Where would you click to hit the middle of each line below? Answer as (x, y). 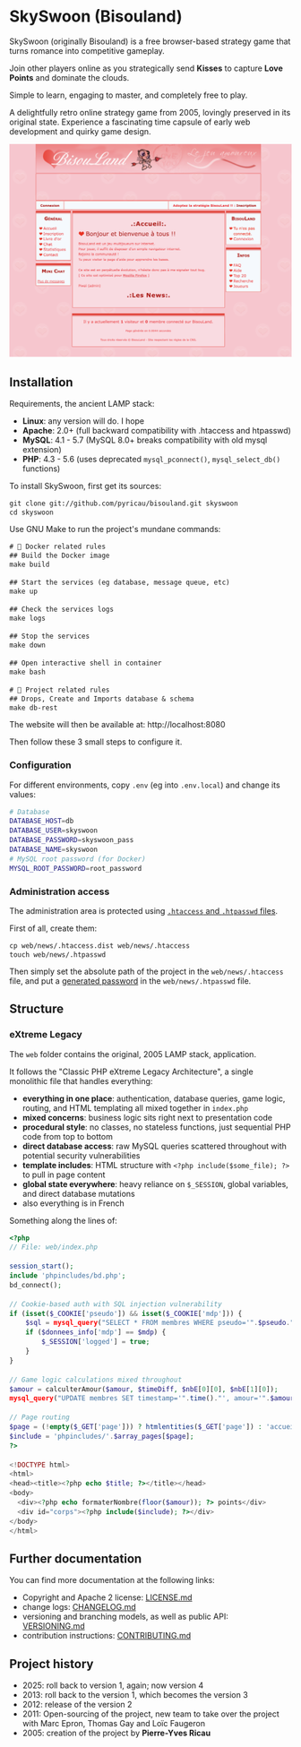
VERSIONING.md (53, 1626)
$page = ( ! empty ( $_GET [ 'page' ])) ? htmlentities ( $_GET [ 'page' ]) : (136, 1427)
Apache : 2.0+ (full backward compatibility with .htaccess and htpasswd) (156, 431)
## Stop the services (50, 637)
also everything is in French (73, 1203)
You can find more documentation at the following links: (112, 1580)
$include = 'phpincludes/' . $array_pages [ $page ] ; (102, 1436)
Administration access (60, 891)
